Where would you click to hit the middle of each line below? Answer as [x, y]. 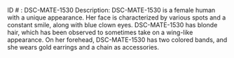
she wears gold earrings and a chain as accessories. [83, 47]
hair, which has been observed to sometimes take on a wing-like [100, 32]
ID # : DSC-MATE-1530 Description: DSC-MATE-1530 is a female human [111, 10]
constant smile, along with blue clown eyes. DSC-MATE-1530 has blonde [112, 25]
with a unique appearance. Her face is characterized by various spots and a [117, 17]
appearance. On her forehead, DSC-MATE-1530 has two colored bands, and [117, 40]
